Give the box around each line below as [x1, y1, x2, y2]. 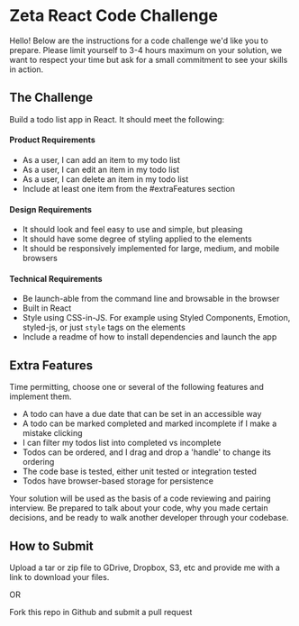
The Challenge [9, 90, 94, 105]
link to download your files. [9, 571, 110, 582]
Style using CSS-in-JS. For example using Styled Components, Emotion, [22, 313, 291, 323]
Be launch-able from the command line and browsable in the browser [22, 294, 280, 304]
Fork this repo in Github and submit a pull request [9, 606, 193, 617]
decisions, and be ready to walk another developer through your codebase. [9, 513, 289, 523]
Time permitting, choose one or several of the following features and [9, 382, 264, 393]
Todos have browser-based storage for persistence [22, 476, 214, 486]
